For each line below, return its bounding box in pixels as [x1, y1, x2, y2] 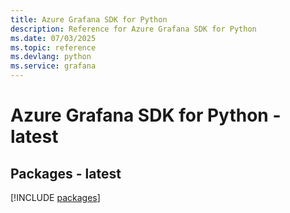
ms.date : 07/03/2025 [10, 33, 97, 43]
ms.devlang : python [10, 52, 92, 62]
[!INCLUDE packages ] [10, 192, 101, 203]
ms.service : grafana [10, 61, 97, 71]
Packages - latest [10, 165, 122, 182]
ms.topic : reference [10, 42, 97, 53]
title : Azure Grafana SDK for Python [10, 14, 168, 25]
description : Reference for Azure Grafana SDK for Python [10, 24, 257, 34]
